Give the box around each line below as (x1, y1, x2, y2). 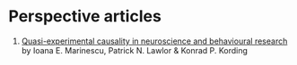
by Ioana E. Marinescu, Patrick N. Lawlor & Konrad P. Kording (21, 45, 249, 55)
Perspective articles (8, 6, 162, 27)
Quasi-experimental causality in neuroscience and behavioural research (21, 36, 288, 46)
